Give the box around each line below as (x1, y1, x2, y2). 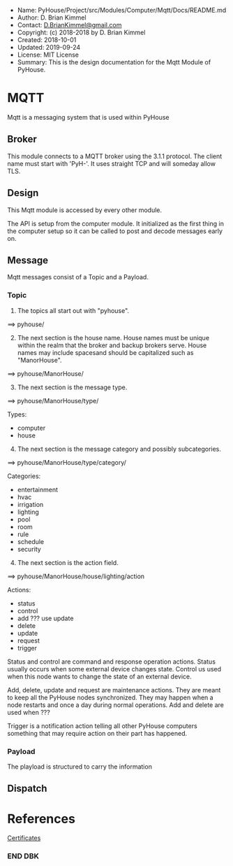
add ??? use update (17, 614, 74, 622)
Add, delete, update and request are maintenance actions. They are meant (7, 685, 221, 694)
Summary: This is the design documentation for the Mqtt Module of (17, 58, 211, 66)
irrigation (17, 500, 44, 508)
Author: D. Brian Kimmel (17, 13, 87, 22)
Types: (7, 410, 27, 419)
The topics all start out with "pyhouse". (17, 306, 130, 314)
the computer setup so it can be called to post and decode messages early (7, 227, 223, 235)
